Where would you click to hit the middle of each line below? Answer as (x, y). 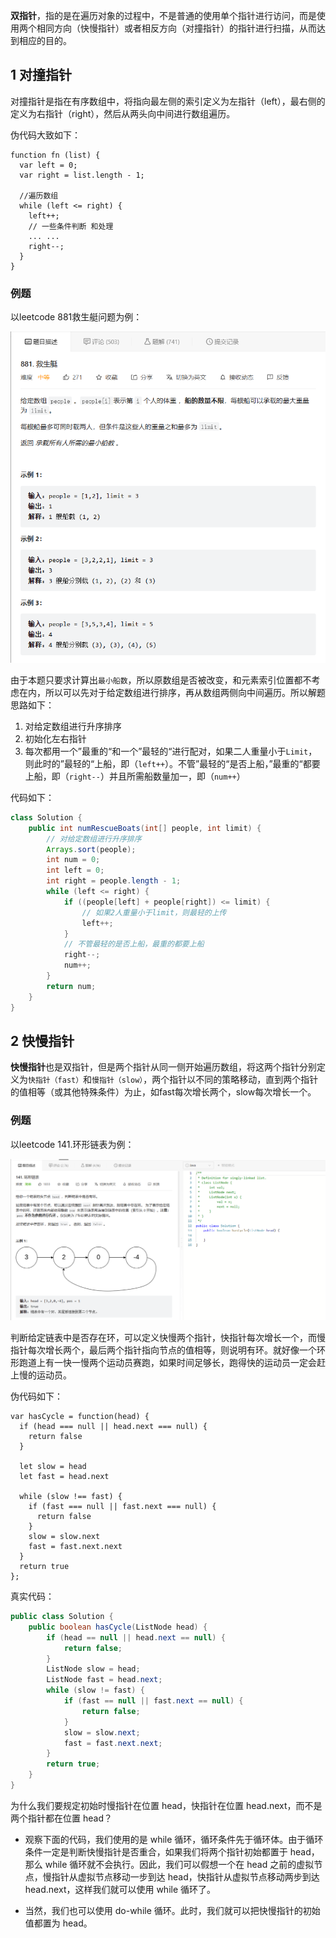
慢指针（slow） (117, 1080)
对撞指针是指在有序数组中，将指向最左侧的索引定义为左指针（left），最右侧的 (168, 101)
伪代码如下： (36, 1396)
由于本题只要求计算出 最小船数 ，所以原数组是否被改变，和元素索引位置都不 (161, 680)
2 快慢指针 (42, 1040)
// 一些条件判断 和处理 (71, 226)
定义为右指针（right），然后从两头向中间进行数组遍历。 (123, 113)
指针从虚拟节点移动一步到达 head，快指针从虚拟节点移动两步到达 (185, 1876)
